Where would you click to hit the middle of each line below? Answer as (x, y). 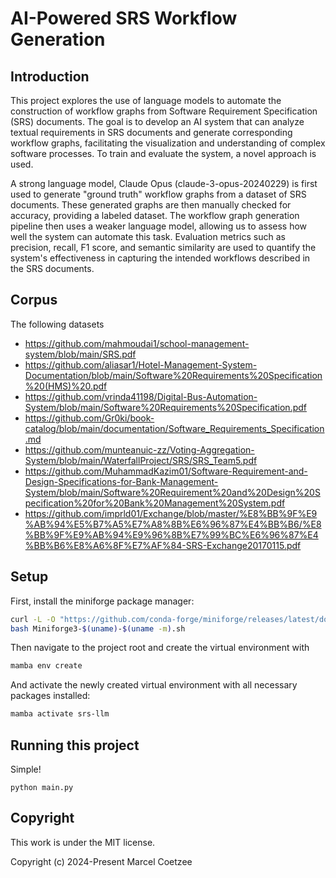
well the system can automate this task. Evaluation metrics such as (148, 236)
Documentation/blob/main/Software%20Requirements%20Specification (173, 375)
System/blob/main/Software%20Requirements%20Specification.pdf (165, 407)
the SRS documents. (52, 268)
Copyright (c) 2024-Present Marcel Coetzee (101, 861)
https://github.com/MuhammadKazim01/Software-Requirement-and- (166, 471)
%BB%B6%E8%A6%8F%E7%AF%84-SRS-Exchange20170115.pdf (163, 545)
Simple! (26, 769)
